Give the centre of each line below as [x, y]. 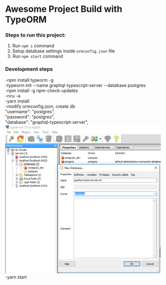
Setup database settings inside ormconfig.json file [63, 51]
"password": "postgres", [30, 117]
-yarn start [16, 277]
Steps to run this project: [35, 35]
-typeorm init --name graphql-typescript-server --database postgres [75, 85]
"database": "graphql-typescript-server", [47, 122]
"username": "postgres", [30, 111]
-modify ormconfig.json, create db [40, 106]
